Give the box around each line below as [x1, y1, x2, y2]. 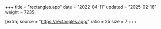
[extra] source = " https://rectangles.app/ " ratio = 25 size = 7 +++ [5, 19, 137, 24]
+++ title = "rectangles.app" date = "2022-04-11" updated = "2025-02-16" [5, 4, 157, 10]
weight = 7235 [5, 9, 34, 15]
